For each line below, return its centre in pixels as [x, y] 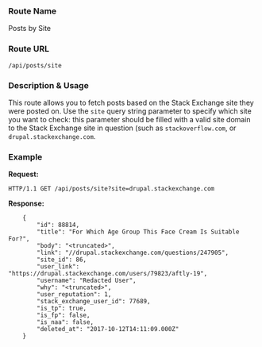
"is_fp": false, [64, 315]
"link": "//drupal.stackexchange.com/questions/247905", [133, 253]
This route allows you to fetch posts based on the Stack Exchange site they [131, 102]
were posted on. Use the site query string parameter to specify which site [130, 111]
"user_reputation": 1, [74, 295]
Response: [27, 203]
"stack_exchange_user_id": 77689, [94, 302]
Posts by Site [30, 29]
